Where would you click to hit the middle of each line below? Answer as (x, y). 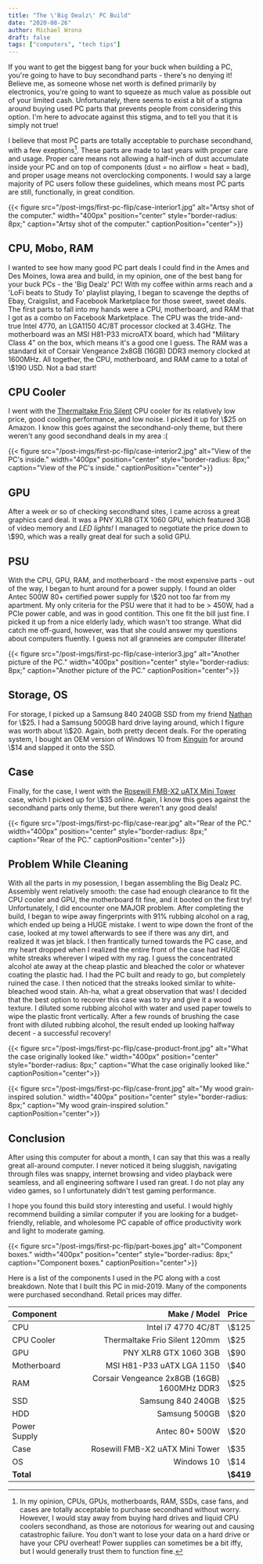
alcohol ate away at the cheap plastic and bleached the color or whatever (126, 967)
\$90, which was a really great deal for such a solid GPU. (100, 537)
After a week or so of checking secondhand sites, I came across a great (124, 512)
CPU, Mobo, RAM (51, 248)
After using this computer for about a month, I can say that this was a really (129, 1157)
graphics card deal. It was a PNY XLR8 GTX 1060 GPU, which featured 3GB (129, 520)
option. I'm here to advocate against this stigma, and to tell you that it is (123, 117)
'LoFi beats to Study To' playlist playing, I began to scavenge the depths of (128, 292)
